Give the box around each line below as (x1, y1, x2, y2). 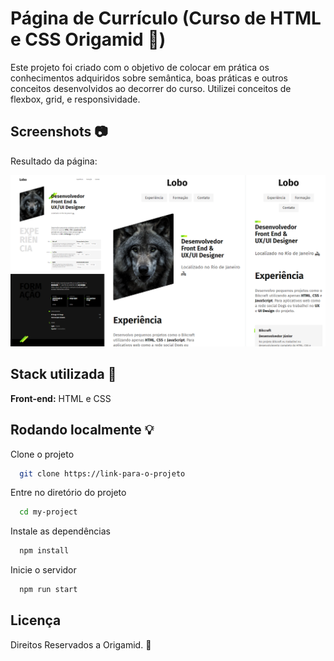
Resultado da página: (10, 155, 98, 167)
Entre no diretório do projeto (10, 487, 127, 499)
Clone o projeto (10, 448, 75, 460)
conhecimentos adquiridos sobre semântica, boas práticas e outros (10, 72, 288, 84)
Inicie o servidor (10, 564, 77, 576)
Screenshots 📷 (10, 123, 108, 141)
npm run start (19, 585, 78, 595)
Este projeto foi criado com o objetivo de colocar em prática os (10, 61, 270, 73)
